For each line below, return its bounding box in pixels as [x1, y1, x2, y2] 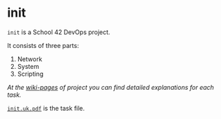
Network [17, 54, 43, 63]
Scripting [17, 70, 44, 78]
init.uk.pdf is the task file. [7, 104, 85, 112]
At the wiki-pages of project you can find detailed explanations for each [7, 83, 214, 91]
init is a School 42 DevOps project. [7, 28, 110, 36]
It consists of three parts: [7, 41, 79, 49]
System [17, 62, 40, 70]
